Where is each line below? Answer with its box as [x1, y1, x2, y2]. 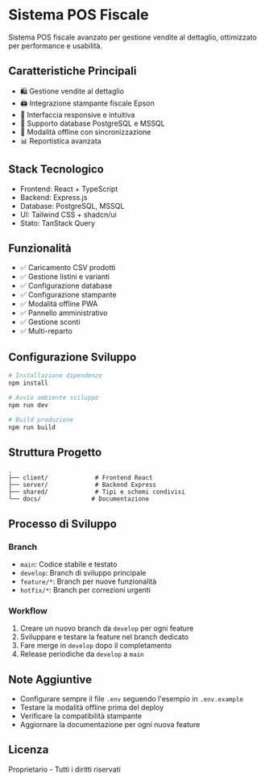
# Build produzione [8, 415, 74, 424]
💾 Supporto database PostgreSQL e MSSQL [19, 119, 165, 128]
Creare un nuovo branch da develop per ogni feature [19, 623, 194, 634]
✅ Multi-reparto [19, 327, 72, 336]
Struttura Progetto [8, 445, 102, 459]
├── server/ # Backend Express [8, 481, 157, 489]
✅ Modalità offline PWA [19, 299, 98, 309]
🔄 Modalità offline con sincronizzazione [19, 127, 151, 136]
